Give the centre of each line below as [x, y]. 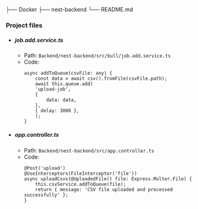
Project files [24, 25]
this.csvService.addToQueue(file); [81, 184]
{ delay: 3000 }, [57, 110]
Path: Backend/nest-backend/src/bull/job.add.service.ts [97, 55]
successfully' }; [46, 195]
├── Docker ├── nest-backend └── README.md [69, 9]
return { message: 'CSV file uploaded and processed [104, 189]
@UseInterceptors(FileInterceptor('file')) [81, 173]
